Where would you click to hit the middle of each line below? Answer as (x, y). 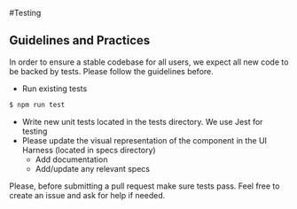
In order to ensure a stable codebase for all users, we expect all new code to (149, 62)
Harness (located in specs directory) (89, 150)
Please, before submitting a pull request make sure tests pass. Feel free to (145, 186)
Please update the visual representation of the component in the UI (145, 140)
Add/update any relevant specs (93, 168)
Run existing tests (55, 89)
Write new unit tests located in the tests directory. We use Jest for (142, 121)
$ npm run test (37, 104)
